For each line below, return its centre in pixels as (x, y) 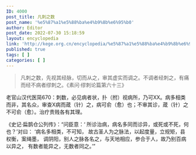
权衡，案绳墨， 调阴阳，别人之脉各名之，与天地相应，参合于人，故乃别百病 (96, 139)
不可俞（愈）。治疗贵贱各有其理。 (46, 112)
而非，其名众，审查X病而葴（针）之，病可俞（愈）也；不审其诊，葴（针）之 (97, 104)
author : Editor (24, 28)
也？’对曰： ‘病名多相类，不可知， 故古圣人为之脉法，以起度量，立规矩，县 (96, 131)
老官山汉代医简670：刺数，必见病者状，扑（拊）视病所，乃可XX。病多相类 (96, 97)
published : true (26, 50)
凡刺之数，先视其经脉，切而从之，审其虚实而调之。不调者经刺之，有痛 (105, 77)
